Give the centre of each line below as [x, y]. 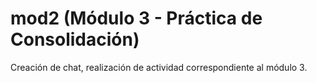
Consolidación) [75, 39]
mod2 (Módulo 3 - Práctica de [136, 18]
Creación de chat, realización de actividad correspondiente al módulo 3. [159, 67]
